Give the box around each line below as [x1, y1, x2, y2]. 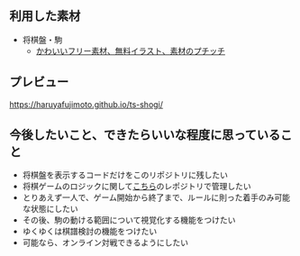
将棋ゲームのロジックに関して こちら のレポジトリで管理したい [22, 181, 251, 192]
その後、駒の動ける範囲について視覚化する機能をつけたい [22, 215, 236, 225]
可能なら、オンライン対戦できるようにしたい [22, 237, 189, 248]
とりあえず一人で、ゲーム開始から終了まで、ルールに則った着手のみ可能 [22, 192, 291, 203]
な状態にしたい [22, 204, 78, 215]
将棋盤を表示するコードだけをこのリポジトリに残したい [22, 169, 228, 180]
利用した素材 [9, 8, 81, 24]
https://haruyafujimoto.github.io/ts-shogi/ [9, 98, 164, 110]
